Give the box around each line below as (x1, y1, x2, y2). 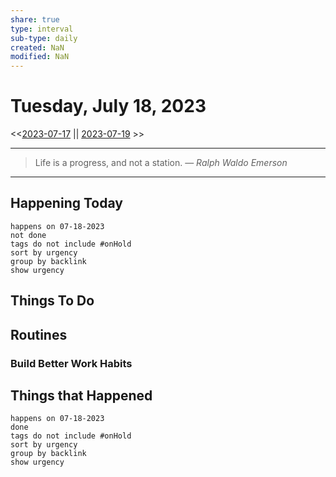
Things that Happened (10, 387, 153, 404)
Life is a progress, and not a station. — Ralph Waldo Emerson (34, 157, 288, 169)
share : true (10, 14, 60, 25)
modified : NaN (10, 52, 70, 62)
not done (10, 230, 47, 240)
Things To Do (10, 292, 95, 310)
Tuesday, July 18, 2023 (10, 95, 207, 118)
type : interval (10, 24, 74, 34)
